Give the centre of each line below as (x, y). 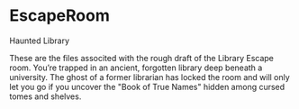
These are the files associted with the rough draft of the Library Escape (142, 58)
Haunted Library (40, 41)
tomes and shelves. (45, 96)
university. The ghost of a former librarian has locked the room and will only (149, 77)
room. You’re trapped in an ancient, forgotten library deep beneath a (136, 68)
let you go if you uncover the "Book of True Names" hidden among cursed (147, 86)
